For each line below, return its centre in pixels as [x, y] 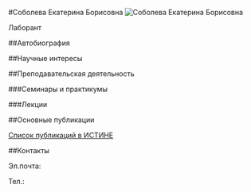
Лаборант [25, 27]
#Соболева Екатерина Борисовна [66, 12]
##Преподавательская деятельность [71, 74]
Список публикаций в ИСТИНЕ [61, 135]
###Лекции [28, 104]
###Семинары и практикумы [58, 89]
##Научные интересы [45, 58]
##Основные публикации [51, 120]
